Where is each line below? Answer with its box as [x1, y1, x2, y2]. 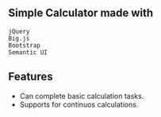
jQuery [8, 27, 30, 35]
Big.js [8, 34, 30, 42]
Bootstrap [8, 41, 41, 49]
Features [8, 70, 53, 84]
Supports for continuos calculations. [19, 99, 139, 109]
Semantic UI [8, 48, 48, 57]
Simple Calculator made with [8, 6, 154, 20]
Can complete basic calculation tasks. [19, 91, 144, 100]
